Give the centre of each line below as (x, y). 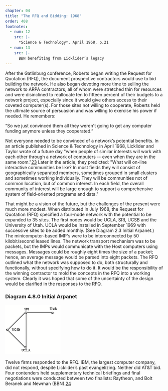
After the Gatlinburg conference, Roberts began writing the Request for (78, 73)
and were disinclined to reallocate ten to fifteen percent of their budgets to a (84, 94)
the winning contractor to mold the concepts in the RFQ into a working (78, 273)
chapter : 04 (18, 11)
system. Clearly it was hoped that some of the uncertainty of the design (79, 278)
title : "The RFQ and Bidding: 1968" (43, 16)
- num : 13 (20, 48)
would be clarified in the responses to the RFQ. (54, 284)
